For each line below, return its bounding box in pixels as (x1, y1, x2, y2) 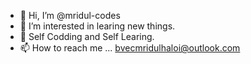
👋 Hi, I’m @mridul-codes (19, 10, 121, 21)
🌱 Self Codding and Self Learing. (19, 31, 155, 42)
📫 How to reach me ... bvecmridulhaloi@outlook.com (19, 42, 241, 54)
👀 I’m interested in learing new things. (19, 20, 176, 32)
